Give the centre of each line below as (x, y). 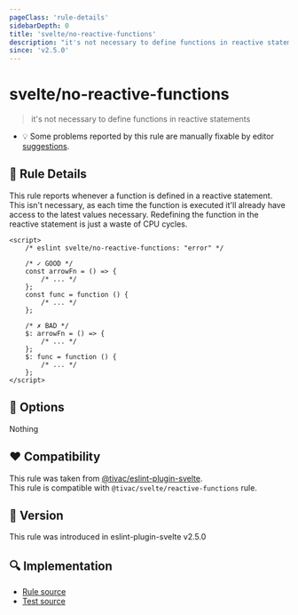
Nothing (24, 428)
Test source (44, 602)
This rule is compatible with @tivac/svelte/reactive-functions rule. (133, 487)
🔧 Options (37, 407)
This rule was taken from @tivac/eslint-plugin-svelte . (106, 478)
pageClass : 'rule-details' (59, 17)
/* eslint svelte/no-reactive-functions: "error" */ (125, 248)
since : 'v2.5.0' (39, 51)
